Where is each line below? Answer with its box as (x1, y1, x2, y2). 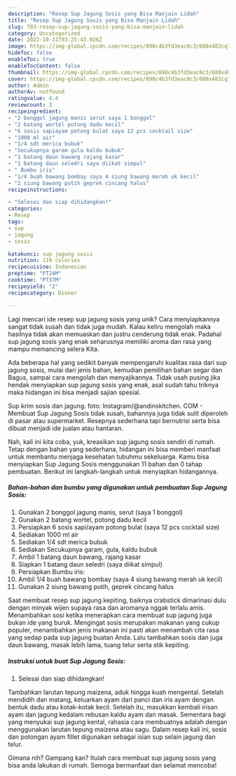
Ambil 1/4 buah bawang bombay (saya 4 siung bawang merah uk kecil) (18, 575, 223, 583)
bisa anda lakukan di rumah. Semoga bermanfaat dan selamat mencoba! (8, 761, 217, 770)
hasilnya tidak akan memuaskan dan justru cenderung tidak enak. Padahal (8, 330, 222, 338)
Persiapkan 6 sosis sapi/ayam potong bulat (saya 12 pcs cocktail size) (18, 523, 220, 532)
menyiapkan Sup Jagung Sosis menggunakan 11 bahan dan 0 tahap (8, 459, 202, 468)
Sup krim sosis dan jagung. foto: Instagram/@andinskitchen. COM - (8, 401, 203, 410)
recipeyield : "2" (8, 283, 59, 290)
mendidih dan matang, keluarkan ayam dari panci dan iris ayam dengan (8, 695, 214, 704)
